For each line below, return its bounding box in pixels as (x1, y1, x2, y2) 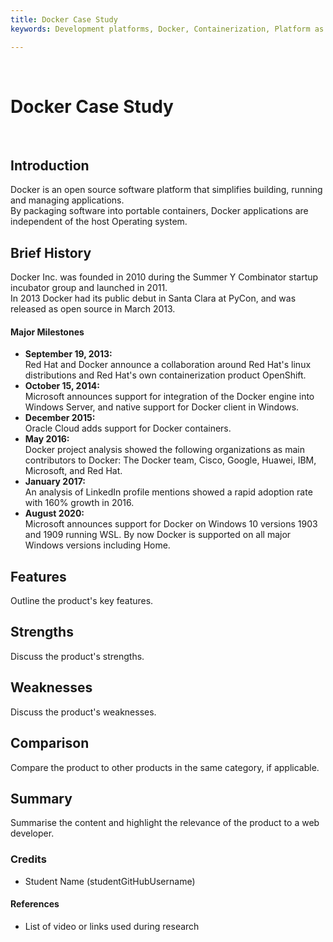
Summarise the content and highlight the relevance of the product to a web (10, 817, 320, 829)
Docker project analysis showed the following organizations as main (24, 444, 305, 456)
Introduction (10, 157, 90, 174)
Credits (10, 852, 47, 866)
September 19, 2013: (24, 348, 113, 360)
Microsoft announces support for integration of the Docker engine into (24, 391, 315, 403)
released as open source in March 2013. (10, 303, 176, 315)
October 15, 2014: (24, 380, 101, 392)
